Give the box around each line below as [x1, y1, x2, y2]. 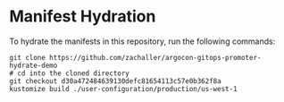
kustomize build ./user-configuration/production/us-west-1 [9, 84, 238, 93]
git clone [9, 53, 46, 62]
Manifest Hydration [9, 6, 156, 27]
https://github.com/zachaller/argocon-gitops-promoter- [48, 53, 262, 62]
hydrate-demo [9, 61, 58, 70]
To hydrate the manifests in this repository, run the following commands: [9, 36, 276, 47]
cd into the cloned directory [17, 69, 129, 78]
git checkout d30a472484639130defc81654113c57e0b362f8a [9, 76, 221, 86]
